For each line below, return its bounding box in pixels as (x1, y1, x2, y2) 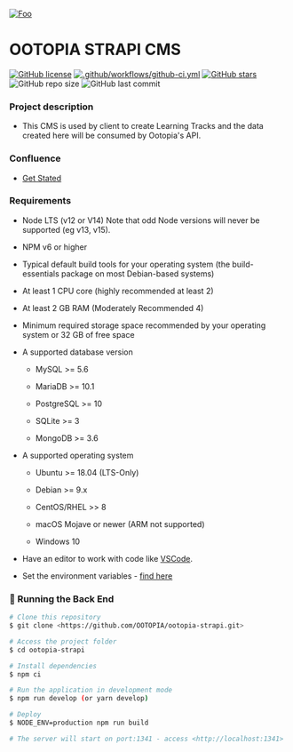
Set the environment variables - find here (21, 570, 173, 581)
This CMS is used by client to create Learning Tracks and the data (21, 121, 264, 132)
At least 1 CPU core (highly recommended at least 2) (21, 285, 215, 296)
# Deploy (9, 710, 42, 719)
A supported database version (21, 347, 133, 357)
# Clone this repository (9, 613, 101, 622)
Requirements (9, 195, 72, 207)
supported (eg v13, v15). (21, 224, 111, 235)
